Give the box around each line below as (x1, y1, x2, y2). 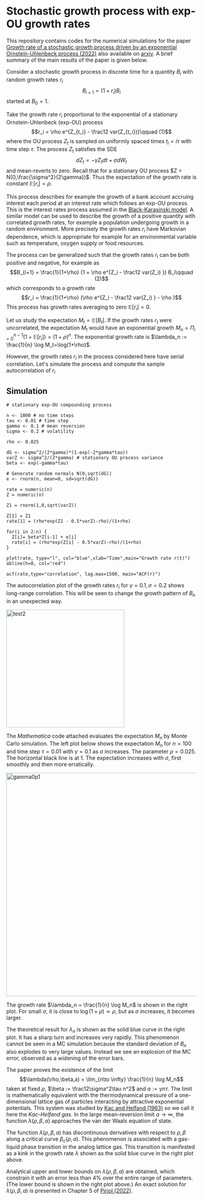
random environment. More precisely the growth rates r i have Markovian (6, 225, 186, 234)
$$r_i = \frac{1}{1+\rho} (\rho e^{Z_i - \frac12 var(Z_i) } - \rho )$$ (21, 294, 182, 301)
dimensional (6, 1098, 37, 1105)
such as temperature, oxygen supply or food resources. (6, 239, 145, 247)
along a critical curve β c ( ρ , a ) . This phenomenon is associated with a (6, 1135, 177, 1144)
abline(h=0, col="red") (6, 560, 66, 566)
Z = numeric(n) (6, 491, 45, 498)
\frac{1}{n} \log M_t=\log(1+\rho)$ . (6, 341, 92, 348)
